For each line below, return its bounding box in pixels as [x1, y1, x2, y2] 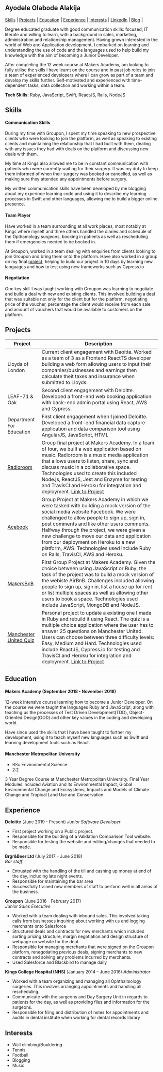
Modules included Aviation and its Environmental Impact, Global [5, 781, 132, 787]
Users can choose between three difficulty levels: [41, 634, 154, 640]
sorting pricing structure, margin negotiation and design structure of [12, 933, 149, 939]
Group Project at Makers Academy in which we [41, 496, 148, 503]
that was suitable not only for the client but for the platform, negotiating [5, 296, 148, 302]
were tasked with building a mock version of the [41, 502, 151, 509]
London [7, 367, 25, 374]
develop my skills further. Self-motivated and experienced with [5, 77, 130, 83]
